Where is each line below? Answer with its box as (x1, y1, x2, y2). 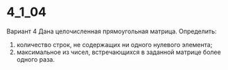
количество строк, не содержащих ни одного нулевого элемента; (16, 40, 213, 49)
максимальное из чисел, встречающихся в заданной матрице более (16, 48, 221, 56)
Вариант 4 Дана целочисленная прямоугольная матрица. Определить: (6, 27, 217, 35)
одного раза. (16, 55, 55, 63)
